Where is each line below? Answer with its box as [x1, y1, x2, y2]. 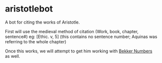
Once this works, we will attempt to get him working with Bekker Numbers [5, 48, 152, 54]
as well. [5, 53, 20, 59]
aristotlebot [5, 3, 53, 14]
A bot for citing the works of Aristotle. [5, 19, 80, 25]
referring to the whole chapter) [5, 38, 67, 44]
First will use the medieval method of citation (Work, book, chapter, [5, 28, 139, 34]
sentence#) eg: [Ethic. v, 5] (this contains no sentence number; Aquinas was [5, 34, 158, 39]
